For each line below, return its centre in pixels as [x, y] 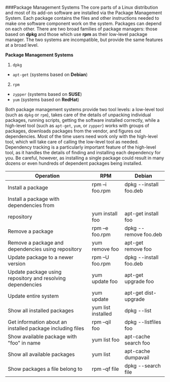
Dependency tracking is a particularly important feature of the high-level [81, 147]
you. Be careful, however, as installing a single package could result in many [85, 158]
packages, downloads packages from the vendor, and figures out [73, 131]
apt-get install [142, 214]
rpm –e [100, 228]
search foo [137, 343]
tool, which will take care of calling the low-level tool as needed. [72, 142]
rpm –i [99, 184]
